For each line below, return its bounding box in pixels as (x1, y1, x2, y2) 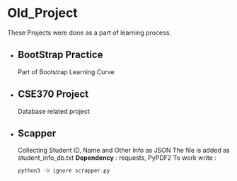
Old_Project (7, 5, 78, 21)
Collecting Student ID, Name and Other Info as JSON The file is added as (17, 146, 230, 155)
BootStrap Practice (17, 49, 103, 61)
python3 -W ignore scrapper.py (17, 168, 110, 175)
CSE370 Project (17, 88, 89, 100)
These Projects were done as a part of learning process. (7, 28, 172, 37)
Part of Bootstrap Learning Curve (17, 67, 115, 76)
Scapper (17, 127, 57, 139)
